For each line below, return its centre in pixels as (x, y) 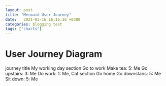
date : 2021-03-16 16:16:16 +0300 (43, 19)
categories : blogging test (34, 24)
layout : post (19, 10)
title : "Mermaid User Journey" (38, 15)
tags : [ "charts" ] (24, 29)
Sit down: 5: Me (22, 79)
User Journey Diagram (54, 54)
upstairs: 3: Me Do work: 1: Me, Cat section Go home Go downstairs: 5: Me (83, 74)
